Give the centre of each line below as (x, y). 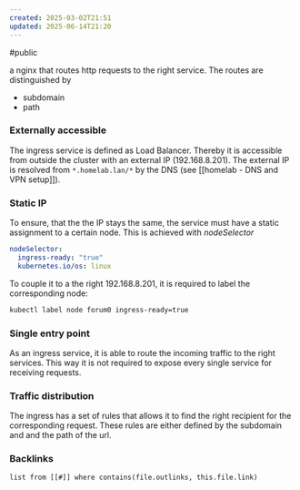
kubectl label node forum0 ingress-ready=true (99, 310)
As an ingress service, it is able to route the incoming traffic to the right (142, 352)
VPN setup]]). (35, 179)
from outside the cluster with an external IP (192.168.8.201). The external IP (150, 159)
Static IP (28, 203)
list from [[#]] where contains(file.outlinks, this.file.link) (134, 478)
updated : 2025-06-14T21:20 (60, 26)
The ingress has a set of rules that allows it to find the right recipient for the (150, 416)
